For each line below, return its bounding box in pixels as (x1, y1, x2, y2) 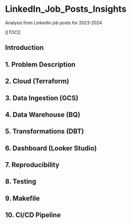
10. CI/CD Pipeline (5, 211, 61, 220)
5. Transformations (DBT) (5, 127, 84, 136)
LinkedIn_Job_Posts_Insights (5, 3, 127, 15)
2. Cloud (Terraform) (5, 77, 70, 86)
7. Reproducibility (5, 161, 60, 169)
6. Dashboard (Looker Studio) (5, 144, 97, 152)
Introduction (5, 43, 44, 52)
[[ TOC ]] (5, 29, 21, 35)
